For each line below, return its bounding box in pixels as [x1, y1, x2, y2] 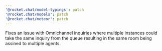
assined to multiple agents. [5, 41, 61, 47]
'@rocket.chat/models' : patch [5, 12, 69, 17]
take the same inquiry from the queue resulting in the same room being [5, 35, 152, 41]
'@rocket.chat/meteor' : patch [5, 16, 69, 21]
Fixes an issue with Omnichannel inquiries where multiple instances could [5, 30, 157, 36]
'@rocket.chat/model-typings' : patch [5, 7, 84, 12]
